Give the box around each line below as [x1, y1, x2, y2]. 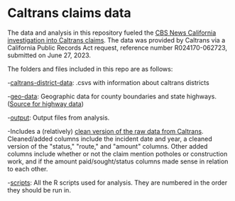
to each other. [7, 164, 48, 173]
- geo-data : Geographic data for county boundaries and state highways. [7, 92, 217, 100]
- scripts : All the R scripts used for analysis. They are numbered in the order [7, 178, 228, 187]
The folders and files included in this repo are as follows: [7, 64, 173, 73]
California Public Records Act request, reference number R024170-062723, [7, 43, 228, 52]
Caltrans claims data [7, 5, 131, 21]
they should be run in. [7, 185, 71, 194]
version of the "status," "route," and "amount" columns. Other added [7, 142, 208, 150]
